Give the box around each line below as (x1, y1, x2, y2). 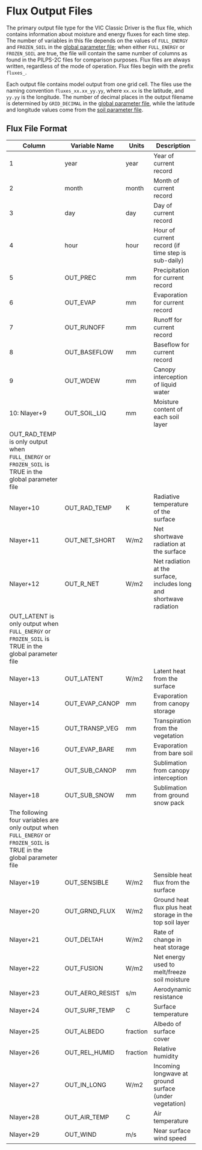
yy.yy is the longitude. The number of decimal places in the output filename (6, 93, 194, 100)
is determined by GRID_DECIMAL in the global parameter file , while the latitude (6, 99, 195, 107)
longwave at (153, 1069, 188, 1078)
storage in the (153, 910, 193, 919)
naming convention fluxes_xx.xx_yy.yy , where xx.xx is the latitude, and (6, 87, 185, 94)
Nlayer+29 (9, 1130, 40, 1139)
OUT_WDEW (64, 376, 100, 385)
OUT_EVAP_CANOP (64, 699, 120, 708)
